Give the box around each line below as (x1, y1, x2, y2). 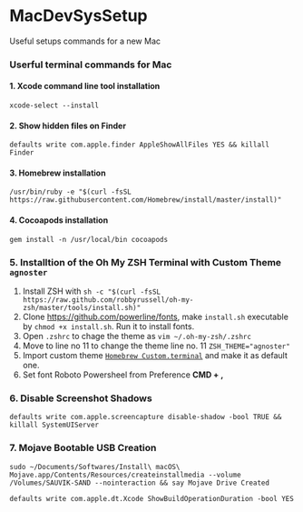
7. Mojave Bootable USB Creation (9, 442, 157, 455)
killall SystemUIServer (9, 420, 100, 430)
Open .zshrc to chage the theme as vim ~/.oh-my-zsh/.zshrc (22, 330, 252, 341)
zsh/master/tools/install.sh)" (22, 303, 142, 312)
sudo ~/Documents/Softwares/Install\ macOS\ (9, 462, 181, 471)
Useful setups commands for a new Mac (9, 35, 161, 46)
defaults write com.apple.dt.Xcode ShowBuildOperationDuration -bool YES (9, 494, 295, 503)
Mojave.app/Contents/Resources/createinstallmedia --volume (9, 470, 242, 479)
